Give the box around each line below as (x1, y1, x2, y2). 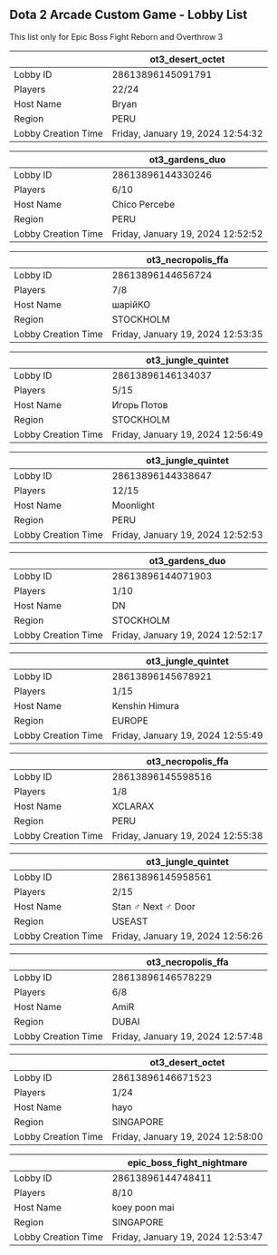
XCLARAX (111, 800, 155, 812)
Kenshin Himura (111, 699, 179, 712)
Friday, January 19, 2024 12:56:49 (111, 428, 263, 441)
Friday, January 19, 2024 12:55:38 (111, 829, 263, 842)
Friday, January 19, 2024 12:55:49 (111, 729, 263, 742)
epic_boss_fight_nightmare (127, 1156, 248, 1169)
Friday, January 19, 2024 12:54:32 (111, 127, 263, 140)
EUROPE (111, 714, 149, 726)
